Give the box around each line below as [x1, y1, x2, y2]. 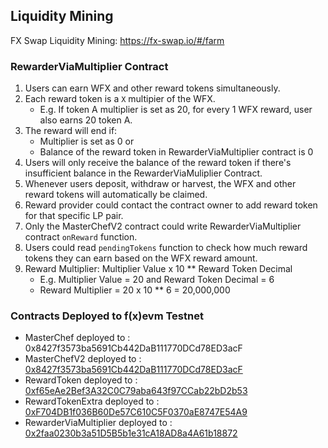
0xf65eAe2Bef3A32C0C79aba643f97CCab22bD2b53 [24, 385, 248, 397]
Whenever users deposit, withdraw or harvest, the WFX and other [24, 178, 297, 190]
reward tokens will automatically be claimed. [24, 189, 208, 201]
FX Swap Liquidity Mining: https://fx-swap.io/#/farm [10, 34, 225, 46]
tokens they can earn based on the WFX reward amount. [24, 252, 258, 264]
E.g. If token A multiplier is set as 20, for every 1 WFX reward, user [39, 104, 313, 116]
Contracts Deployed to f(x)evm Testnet [10, 309, 204, 323]
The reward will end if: [24, 125, 118, 137]
